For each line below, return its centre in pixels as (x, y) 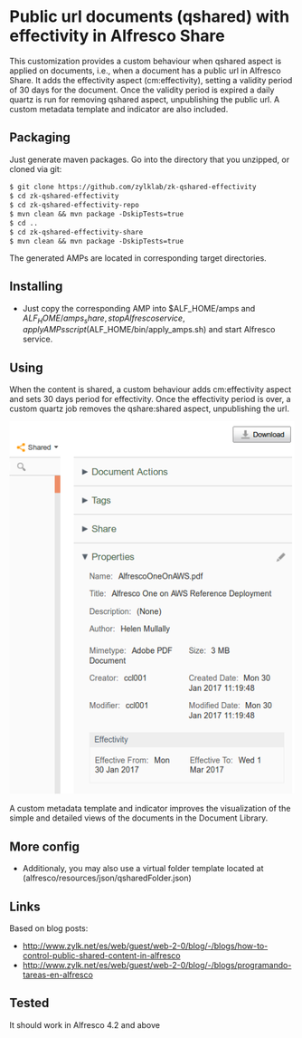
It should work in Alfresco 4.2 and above (85, 1024)
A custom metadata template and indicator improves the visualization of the (150, 809)
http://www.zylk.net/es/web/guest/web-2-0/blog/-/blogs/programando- (157, 965)
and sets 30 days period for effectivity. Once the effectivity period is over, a (150, 399)
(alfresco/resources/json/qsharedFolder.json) (107, 878)
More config (44, 846)
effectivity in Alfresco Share (117, 36)
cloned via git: (36, 168)
